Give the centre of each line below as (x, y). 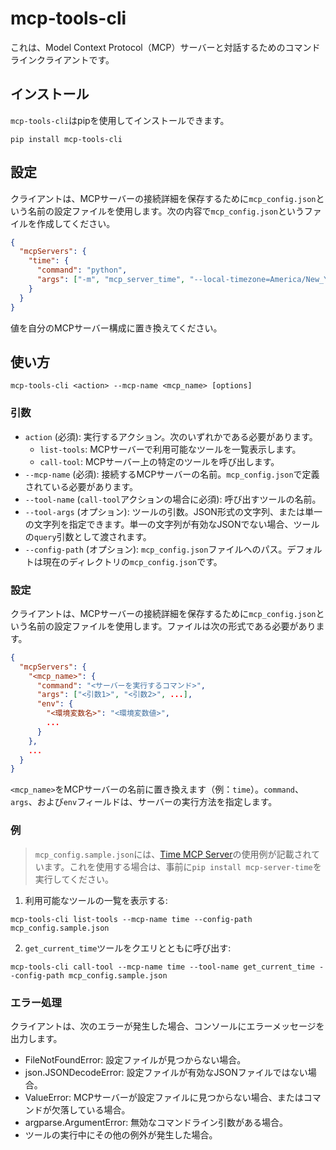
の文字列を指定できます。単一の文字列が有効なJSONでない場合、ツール (172, 524)
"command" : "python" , (82, 270)
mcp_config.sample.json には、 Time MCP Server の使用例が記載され (173, 854)
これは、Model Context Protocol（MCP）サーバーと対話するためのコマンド (165, 47)
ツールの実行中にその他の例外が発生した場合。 (121, 1134)
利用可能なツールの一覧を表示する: (96, 900)
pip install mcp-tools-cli (66, 139)
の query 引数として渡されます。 (88, 536)
